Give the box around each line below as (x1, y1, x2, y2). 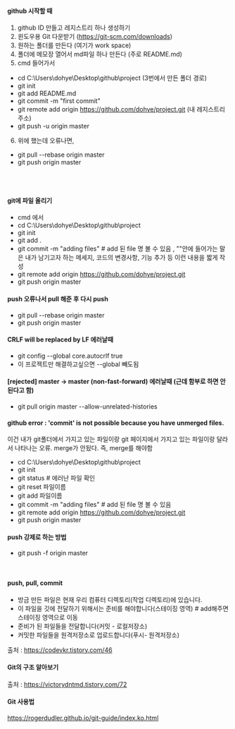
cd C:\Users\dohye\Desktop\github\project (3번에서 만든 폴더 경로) (17, 74, 208, 83)
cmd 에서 (17, 213, 44, 222)
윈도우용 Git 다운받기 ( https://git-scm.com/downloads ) (17, 32, 173, 41)
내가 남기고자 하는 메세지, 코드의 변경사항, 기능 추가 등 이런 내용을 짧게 (25, 253, 218, 262)
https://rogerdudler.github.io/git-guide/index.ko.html (7, 713, 159, 723)
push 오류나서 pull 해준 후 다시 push (7, 295, 109, 303)
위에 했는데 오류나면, (17, 136, 75, 145)
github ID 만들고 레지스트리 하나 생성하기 (17, 23, 131, 32)
